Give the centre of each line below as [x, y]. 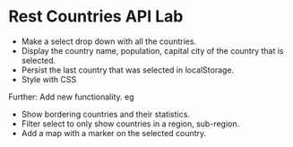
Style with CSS [49, 79]
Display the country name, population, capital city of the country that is [152, 50]
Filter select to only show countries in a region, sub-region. [130, 124]
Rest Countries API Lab [96, 17]
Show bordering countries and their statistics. [105, 114]
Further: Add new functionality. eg [71, 97]
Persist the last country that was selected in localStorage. [128, 70]
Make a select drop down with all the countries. [109, 41]
